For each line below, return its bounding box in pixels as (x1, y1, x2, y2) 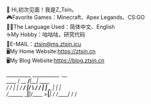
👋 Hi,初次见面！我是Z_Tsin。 (6, 6, 78, 13)
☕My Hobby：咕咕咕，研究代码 (6, 31, 86, 38)
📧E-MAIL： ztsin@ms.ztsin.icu (6, 40, 81, 48)
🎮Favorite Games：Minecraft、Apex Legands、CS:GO (6, 13, 145, 21)
